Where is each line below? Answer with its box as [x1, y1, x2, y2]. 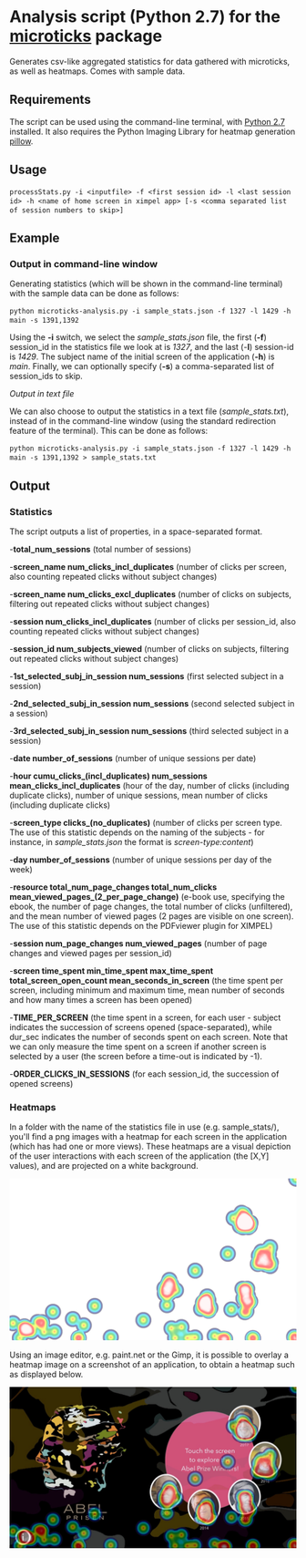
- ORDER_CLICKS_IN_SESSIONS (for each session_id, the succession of [9, 1068, 280, 1079]
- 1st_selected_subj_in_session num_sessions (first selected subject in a [9, 670, 284, 681]
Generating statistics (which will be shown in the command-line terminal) [9, 278, 283, 289]
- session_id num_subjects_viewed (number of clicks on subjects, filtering [9, 643, 290, 654]
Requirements [9, 92, 91, 108]
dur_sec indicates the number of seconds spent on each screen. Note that [9, 1031, 289, 1042]
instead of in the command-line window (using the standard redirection [9, 416, 276, 427]
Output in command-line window [9, 257, 158, 270]
